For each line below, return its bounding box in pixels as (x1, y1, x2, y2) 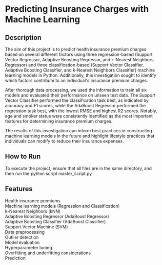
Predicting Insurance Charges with (5, 3, 149, 15)
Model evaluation (5, 239, 40, 245)
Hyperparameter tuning (5, 244, 52, 250)
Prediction (5, 255, 26, 261)
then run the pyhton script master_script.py (5, 170, 92, 176)
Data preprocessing (5, 229, 45, 235)
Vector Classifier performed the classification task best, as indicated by (5, 97, 149, 103)
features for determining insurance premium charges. (5, 119, 113, 124)
